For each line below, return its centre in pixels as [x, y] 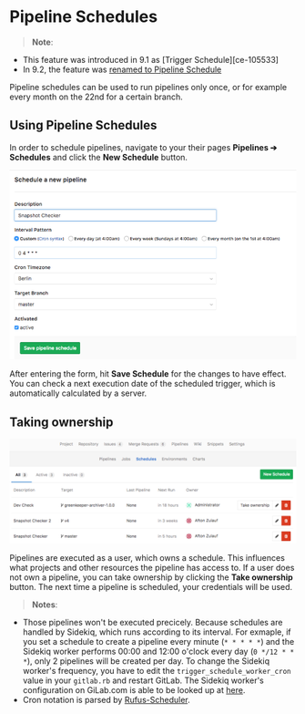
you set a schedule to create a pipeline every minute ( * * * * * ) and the [158, 642]
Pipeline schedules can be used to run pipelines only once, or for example [148, 87]
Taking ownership [61, 422]
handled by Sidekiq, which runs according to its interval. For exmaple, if [157, 632]
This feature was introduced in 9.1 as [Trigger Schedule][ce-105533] [151, 59]
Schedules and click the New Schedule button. [99, 157]
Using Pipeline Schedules [83, 125]
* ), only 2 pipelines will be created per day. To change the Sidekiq [146, 661]
